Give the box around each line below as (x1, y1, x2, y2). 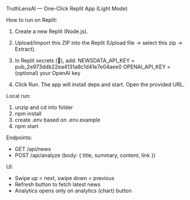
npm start (14, 123, 38, 129)
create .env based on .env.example (14, 116, 101, 123)
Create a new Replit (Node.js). (14, 28, 88, 35)
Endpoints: (6, 134, 33, 141)
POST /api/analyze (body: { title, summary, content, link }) (14, 152, 156, 159)
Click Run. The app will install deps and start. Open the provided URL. (14, 81, 185, 88)
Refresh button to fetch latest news (14, 181, 101, 188)
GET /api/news (14, 146, 51, 152)
